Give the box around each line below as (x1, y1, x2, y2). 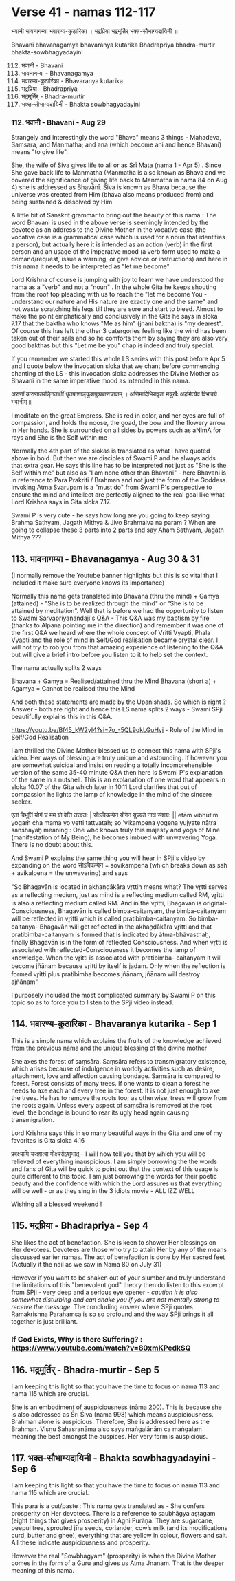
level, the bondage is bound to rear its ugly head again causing (11, 1108, 190, 1117)
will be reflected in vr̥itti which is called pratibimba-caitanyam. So (11, 914, 197, 923)
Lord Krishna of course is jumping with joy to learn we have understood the (11, 276, 224, 284)
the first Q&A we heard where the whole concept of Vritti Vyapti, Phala (11, 629, 211, 637)
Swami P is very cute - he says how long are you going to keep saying (11, 511, 210, 519)
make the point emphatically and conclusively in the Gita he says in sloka (11, 312, 219, 321)
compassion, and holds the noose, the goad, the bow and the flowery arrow (11, 419, 226, 427)
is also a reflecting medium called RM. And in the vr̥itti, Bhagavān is (11, 899, 202, 907)
